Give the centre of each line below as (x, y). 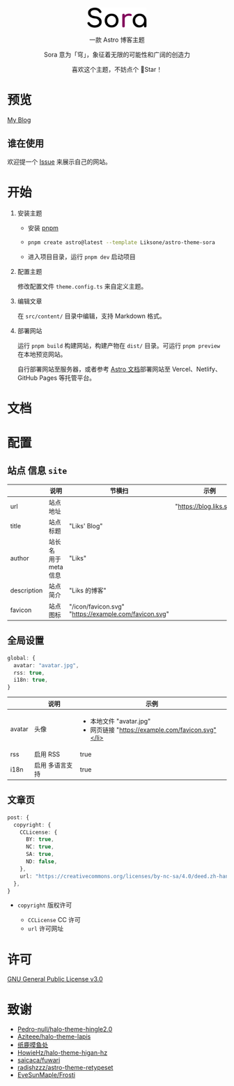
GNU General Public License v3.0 (55, 979)
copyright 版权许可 (45, 905)
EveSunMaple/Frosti (46, 1075)
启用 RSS (47, 754)
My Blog (19, 120)
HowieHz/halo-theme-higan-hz (62, 1053)
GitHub (28, 378)
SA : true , (40, 855)
